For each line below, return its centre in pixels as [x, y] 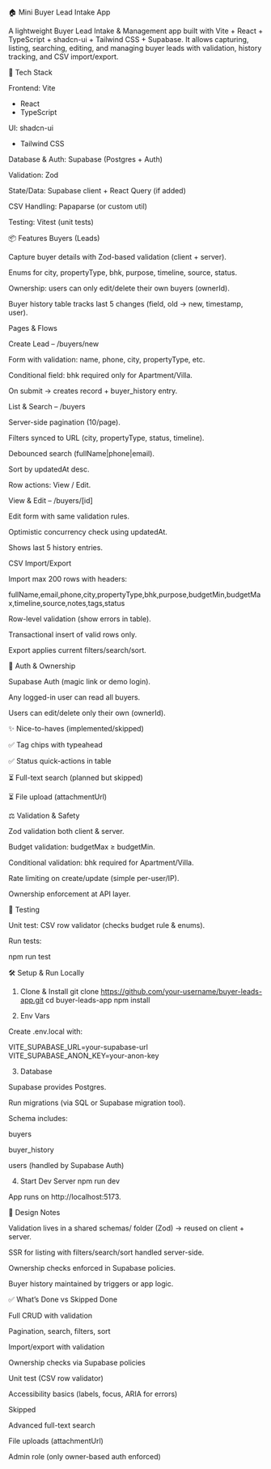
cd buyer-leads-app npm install [98, 1000]
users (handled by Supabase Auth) [66, 1165]
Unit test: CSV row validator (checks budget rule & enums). [107, 925]
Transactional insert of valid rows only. [73, 635]
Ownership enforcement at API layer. [70, 894]
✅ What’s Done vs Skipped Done [63, 1299]
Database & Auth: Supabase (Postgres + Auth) [86, 159]
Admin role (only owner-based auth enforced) [85, 1456]
